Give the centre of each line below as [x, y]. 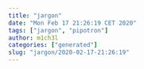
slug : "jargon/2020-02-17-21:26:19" [69, 52]
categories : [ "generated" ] [53, 45]
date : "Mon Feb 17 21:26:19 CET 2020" [72, 23]
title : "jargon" [35, 15]
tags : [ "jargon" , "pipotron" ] [58, 30]
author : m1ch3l [33, 38]
